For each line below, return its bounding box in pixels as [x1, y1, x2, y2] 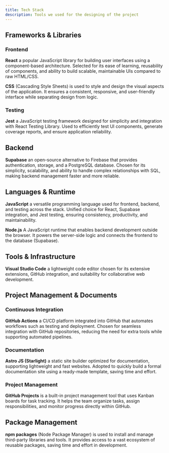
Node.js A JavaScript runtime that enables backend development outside [5, 227, 158, 233]
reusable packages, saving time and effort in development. [5, 442, 128, 448]
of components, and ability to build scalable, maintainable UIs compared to [5, 68, 161, 74]
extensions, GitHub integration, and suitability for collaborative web [5, 271, 145, 277]
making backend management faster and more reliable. [5, 173, 120, 179]
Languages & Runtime [5, 187, 76, 196]
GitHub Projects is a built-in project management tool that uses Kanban [5, 392, 154, 399]
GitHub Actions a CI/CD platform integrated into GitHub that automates [5, 318, 153, 324]
